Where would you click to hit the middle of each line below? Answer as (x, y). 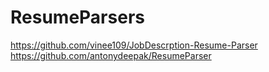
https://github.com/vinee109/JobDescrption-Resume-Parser (134, 45)
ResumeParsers (77, 17)
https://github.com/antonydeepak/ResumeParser (111, 55)
